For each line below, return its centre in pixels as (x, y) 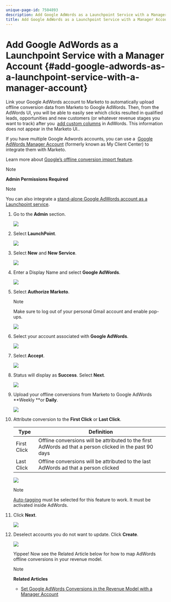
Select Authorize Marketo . (41, 292)
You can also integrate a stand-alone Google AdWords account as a (77, 199)
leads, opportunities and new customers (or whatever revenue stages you (83, 118)
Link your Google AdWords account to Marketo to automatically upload (80, 102)
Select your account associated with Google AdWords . (71, 336)
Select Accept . (29, 356)
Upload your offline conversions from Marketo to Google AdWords (82, 394)
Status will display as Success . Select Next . (59, 375)
